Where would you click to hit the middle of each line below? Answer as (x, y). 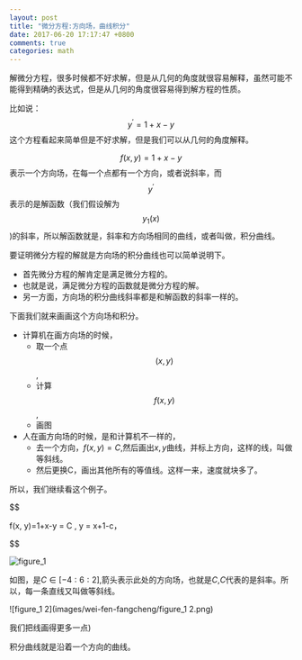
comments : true (38, 43)
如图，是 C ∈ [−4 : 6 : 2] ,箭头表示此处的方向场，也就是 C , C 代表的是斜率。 (145, 580)
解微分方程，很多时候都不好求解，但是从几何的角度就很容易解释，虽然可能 (147, 78)
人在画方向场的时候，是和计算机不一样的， (101, 437)
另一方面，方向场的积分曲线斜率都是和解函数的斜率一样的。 (133, 297)
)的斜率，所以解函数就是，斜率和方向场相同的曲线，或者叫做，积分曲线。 (145, 236)
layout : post (34, 18)
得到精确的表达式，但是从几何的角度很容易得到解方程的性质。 (131, 89)
